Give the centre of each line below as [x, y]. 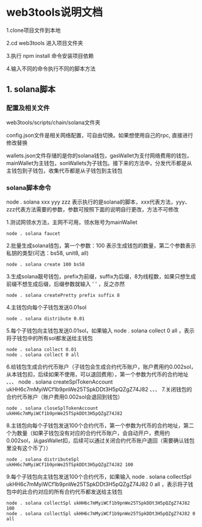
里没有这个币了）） [29, 448]
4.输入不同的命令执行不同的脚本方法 [51, 68]
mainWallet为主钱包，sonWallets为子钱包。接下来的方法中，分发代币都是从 [99, 163]
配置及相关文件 [28, 108]
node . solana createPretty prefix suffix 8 [63, 295]
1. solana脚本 [31, 89]
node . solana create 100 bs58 [46, 264]
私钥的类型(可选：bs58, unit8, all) [48, 253]
